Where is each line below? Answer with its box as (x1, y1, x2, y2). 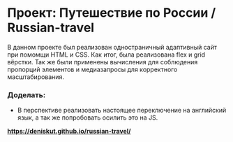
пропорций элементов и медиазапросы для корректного (7, 65, 178, 73)
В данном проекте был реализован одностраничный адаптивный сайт (7, 43, 218, 51)
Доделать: (7, 90, 46, 99)
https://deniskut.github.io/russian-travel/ (7, 127, 131, 136)
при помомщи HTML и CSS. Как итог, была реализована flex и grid (7, 50, 206, 59)
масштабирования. (7, 72, 65, 81)
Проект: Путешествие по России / (7, 5, 216, 21)
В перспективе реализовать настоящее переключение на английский (17, 106, 227, 115)
